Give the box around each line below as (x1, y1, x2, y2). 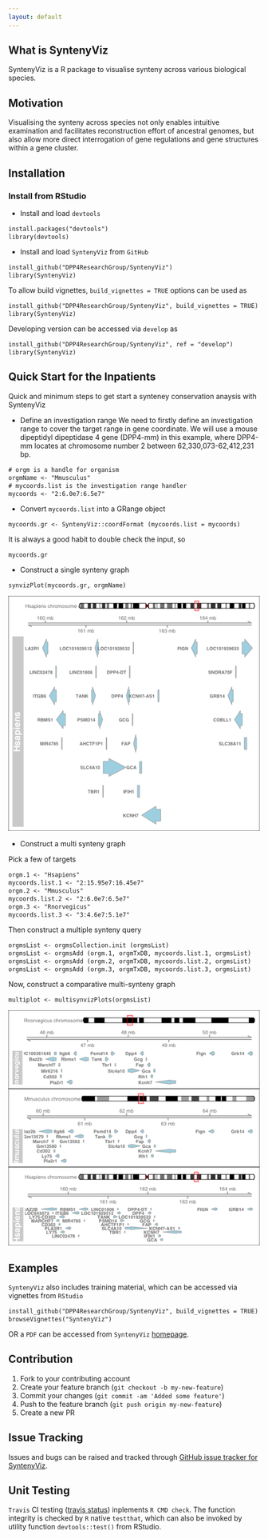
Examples (8, 1261, 58, 1275)
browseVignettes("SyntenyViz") (8, 1315, 112, 1323)
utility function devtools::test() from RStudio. (8, 1522, 162, 1532)
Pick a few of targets (8, 854, 77, 864)
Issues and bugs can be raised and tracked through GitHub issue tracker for (8, 1452, 258, 1461)
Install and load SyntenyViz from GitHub (19, 246, 149, 256)
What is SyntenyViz (8, 44, 109, 58)
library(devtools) (8, 233, 69, 241)
